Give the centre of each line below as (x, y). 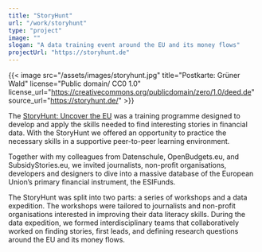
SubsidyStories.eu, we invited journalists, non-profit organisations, (117, 165)
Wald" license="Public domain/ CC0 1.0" (75, 83)
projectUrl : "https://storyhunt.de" (69, 52)
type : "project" (35, 30)
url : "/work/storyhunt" (48, 23)
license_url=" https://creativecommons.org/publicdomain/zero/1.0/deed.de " (131, 92)
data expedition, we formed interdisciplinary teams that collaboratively (124, 223)
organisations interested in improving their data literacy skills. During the (127, 214)
